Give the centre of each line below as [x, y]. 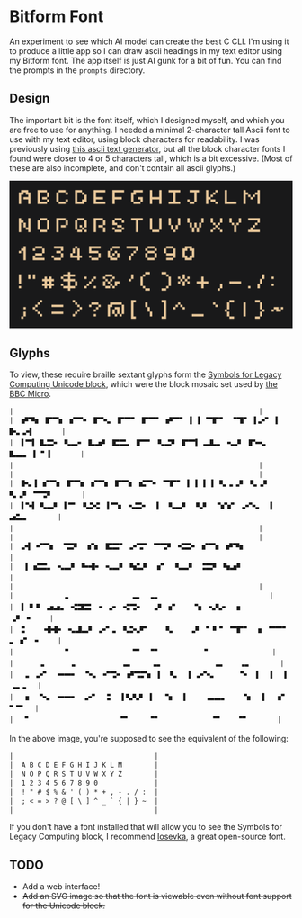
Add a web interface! [61, 886]
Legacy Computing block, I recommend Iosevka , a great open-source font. [147, 837]
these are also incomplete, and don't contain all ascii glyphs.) [123, 167]
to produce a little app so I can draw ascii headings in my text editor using [146, 50]
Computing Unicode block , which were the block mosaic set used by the [144, 384]
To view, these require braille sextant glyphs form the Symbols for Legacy [146, 374]
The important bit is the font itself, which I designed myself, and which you [147, 120]
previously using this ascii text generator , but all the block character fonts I [147, 148]
